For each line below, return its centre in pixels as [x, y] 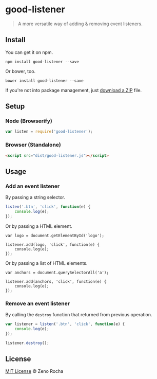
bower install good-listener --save [44, 81]
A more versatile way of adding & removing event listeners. [80, 24]
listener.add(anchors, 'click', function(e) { [56, 281]
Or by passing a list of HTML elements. [46, 263]
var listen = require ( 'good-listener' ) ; [49, 132]
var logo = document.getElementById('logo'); [55, 236]
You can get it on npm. [29, 52]
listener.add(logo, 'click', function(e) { [53, 245]
